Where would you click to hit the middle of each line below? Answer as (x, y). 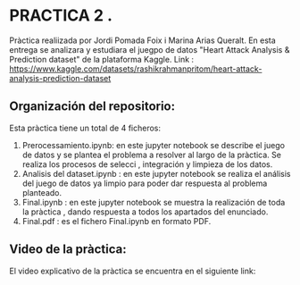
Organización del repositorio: (92, 107)
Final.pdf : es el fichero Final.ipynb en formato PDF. (117, 221)
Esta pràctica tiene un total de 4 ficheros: (85, 128)
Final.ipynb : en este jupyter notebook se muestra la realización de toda (154, 202)
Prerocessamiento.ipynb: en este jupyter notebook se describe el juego (154, 145)
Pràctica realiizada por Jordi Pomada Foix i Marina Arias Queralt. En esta (143, 40)
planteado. (42, 192)
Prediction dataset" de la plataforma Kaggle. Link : (102, 59)
